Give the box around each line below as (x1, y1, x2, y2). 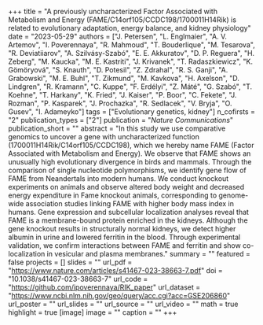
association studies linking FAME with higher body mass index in (25, 199, 234, 208)
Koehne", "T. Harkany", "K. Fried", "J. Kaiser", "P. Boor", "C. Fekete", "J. (8, 90, 237, 99)
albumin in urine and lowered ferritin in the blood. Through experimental (8, 232, 241, 242)
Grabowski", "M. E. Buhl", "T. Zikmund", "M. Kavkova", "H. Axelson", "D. (8, 74, 239, 83)
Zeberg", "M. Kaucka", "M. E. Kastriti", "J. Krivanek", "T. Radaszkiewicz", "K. (8, 57, 254, 66)
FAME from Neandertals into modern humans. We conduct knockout (8, 174, 229, 183)
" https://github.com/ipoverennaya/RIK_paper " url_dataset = (8, 283, 201, 292)
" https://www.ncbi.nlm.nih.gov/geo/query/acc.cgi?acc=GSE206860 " (8, 291, 231, 300)
